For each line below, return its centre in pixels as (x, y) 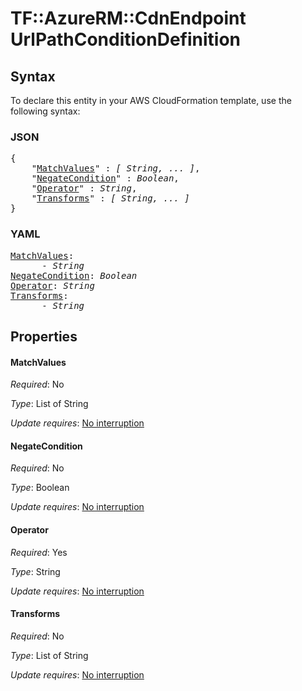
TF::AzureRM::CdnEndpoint (128, 18)
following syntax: (45, 111)
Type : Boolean (40, 488)
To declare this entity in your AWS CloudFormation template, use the (151, 100)
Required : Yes (39, 552)
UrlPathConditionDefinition (126, 39)
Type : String (35, 571)
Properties (44, 336)
